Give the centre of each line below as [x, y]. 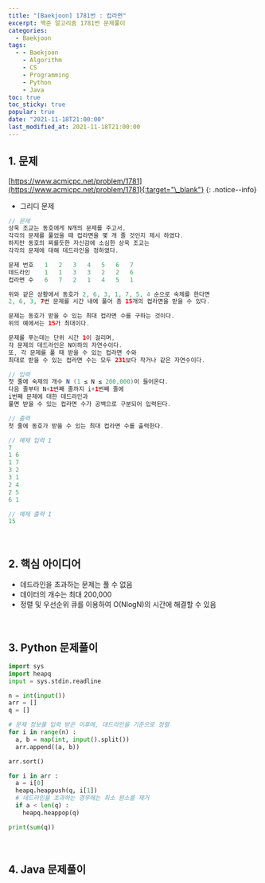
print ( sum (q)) [32, 827]
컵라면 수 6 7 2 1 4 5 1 [71, 280]
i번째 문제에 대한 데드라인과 [48, 397]
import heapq [30, 674]
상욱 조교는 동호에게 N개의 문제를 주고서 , [67, 228]
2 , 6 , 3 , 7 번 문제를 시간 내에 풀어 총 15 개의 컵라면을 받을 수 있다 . [109, 302]
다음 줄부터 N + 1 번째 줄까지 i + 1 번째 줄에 [66, 389]
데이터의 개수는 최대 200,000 [66, 594]
